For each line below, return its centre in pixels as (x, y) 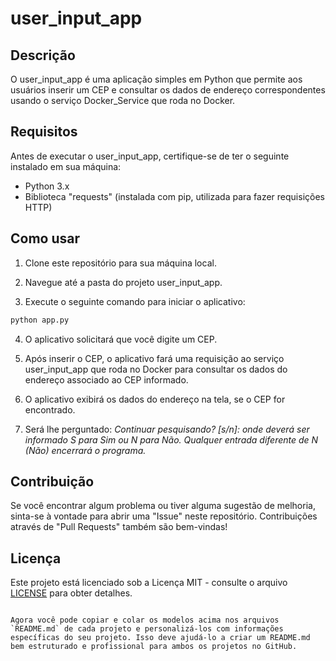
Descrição (43, 55)
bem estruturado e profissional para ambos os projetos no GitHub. (154, 647)
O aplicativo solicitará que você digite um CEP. (121, 339)
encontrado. (50, 409)
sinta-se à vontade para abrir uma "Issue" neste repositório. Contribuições (164, 516)
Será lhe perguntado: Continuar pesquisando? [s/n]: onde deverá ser (167, 429)
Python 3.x (47, 186)
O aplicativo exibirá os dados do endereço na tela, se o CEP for (155, 399)
